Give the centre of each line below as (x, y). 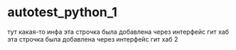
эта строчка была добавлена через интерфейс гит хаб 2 (93, 39)
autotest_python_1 (62, 12)
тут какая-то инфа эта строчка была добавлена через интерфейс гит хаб (118, 32)
